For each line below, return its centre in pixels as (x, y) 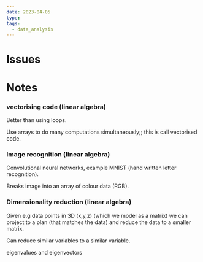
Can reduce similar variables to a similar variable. (68, 241)
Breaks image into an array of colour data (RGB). (68, 186)
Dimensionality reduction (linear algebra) (69, 202)
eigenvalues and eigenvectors (44, 252)
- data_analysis (33, 29)
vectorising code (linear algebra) (56, 107)
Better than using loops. (36, 120)
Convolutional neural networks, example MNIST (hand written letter (91, 168)
